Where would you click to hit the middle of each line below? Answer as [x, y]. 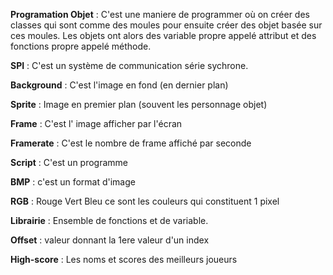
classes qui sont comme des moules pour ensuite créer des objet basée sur [166, 25]
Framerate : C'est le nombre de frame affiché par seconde [131, 143]
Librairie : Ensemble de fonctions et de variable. [109, 220]
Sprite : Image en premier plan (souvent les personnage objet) [139, 104]
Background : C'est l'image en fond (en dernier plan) [119, 85]
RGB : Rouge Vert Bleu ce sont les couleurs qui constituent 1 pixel [145, 201]
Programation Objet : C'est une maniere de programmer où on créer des [160, 14]
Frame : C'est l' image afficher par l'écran [96, 123]
